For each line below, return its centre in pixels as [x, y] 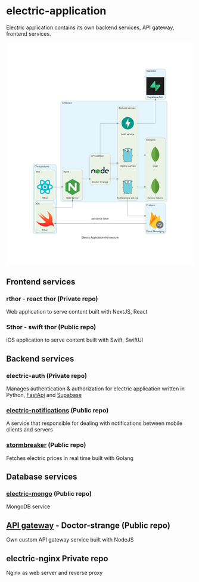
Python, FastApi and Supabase [44, 395]
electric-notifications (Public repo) [57, 410]
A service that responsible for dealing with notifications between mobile [94, 423]
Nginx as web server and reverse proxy [55, 572]
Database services [42, 477]
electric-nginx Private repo [57, 558]
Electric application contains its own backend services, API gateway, [90, 27]
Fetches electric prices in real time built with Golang [70, 458]
